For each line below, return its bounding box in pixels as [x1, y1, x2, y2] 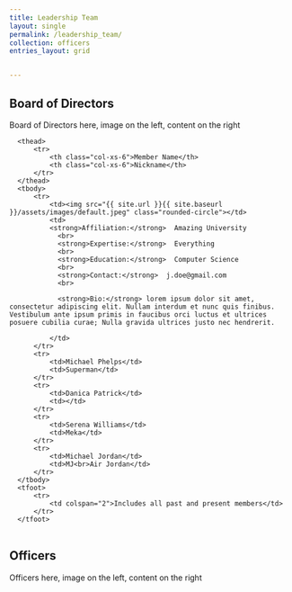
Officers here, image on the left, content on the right [9, 572, 202, 583]
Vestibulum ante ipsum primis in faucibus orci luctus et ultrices [9, 309, 268, 319]
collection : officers [9, 38, 91, 48]
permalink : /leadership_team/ [9, 30, 123, 39]
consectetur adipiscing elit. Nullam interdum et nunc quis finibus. [9, 302, 276, 311]
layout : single [9, 22, 66, 31]
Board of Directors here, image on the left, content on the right [9, 119, 241, 130]
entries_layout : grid [9, 47, 91, 56]
